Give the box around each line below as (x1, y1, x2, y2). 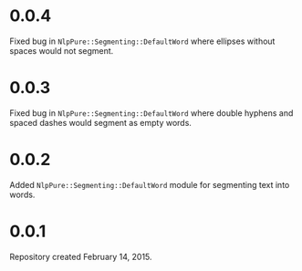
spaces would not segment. (9, 45, 114, 56)
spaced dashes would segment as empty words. (9, 117, 192, 128)
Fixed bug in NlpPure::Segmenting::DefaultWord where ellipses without (9, 36, 276, 47)
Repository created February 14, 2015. (9, 251, 152, 262)
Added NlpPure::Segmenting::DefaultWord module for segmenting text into (9, 179, 290, 190)
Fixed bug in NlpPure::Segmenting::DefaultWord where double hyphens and (9, 107, 294, 119)
